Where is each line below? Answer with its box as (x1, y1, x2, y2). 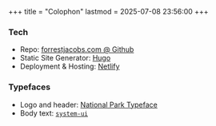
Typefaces (8, 81, 51, 93)
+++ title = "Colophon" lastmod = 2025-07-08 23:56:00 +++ (8, 7, 210, 16)
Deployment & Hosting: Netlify (19, 61, 120, 71)
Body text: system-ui (19, 108, 88, 118)
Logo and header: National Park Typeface (19, 100, 158, 109)
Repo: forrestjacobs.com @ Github (19, 45, 134, 54)
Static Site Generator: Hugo (19, 53, 111, 63)
